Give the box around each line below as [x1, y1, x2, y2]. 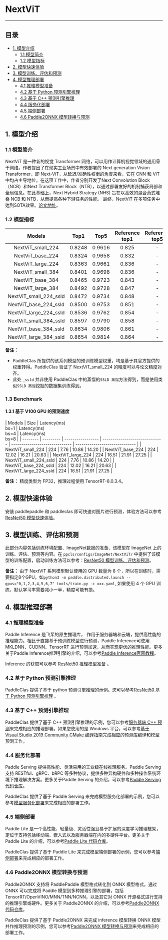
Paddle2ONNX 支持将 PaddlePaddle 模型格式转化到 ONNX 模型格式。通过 [5, 881, 157, 887]
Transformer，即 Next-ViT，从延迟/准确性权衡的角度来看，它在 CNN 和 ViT [5, 171, 160, 177]
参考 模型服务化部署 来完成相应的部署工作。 [5, 800, 93, 806]
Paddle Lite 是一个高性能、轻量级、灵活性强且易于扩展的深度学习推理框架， [5, 826, 161, 832]
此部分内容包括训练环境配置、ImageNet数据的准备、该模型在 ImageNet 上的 [5, 545, 161, 551]
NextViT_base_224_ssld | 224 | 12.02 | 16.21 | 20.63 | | [5, 462, 116, 468]
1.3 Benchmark [5, 395, 42, 402]
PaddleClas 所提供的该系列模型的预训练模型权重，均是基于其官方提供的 [12, 357, 160, 363]
